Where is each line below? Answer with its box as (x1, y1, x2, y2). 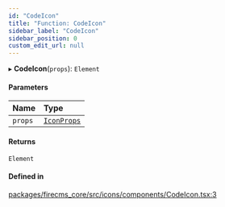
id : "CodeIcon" (8, 11, 60, 20)
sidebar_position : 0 (8, 34, 78, 43)
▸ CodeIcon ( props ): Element (8, 64, 100, 73)
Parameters (8, 82, 48, 92)
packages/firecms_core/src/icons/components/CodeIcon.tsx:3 (8, 189, 217, 199)
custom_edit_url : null (8, 42, 85, 50)
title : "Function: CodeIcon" (8, 19, 106, 27)
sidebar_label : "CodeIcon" (8, 27, 99, 35)
